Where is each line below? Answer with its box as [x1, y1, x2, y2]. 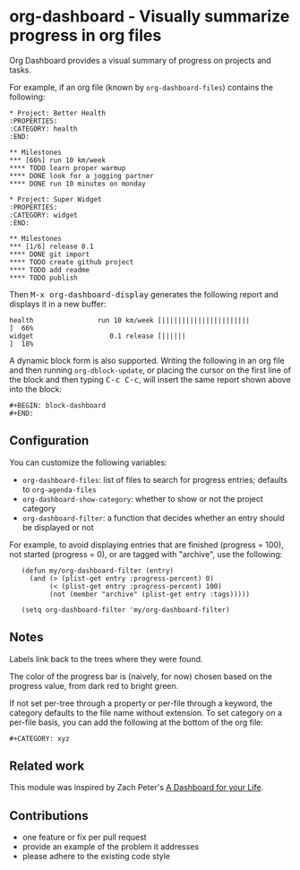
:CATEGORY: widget [9, 211, 78, 220]
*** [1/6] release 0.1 [9, 242, 94, 251]
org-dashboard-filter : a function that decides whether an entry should [21, 513, 285, 523]
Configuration [9, 433, 90, 449]
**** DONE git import [9, 249, 90, 259]
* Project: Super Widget [9, 194, 102, 203]
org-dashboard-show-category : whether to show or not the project [21, 493, 264, 504]
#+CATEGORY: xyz [9, 734, 70, 743]
